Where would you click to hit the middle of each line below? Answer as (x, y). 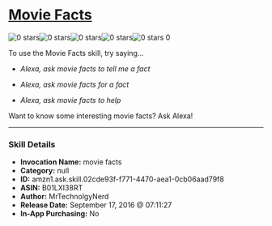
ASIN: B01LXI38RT (51, 188)
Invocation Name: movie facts (71, 162)
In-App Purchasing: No (59, 214)
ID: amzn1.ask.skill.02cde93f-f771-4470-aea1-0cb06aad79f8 (122, 179)
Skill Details (32, 144)
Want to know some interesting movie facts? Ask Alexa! (101, 116)
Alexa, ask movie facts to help (70, 100)
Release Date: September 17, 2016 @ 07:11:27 (96, 205)
